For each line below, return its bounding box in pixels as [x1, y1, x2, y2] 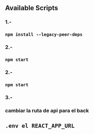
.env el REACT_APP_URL [5, 122, 75, 130]
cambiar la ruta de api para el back [5, 107, 90, 114]
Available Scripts [5, 4, 58, 12]
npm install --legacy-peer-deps [5, 32, 83, 37]
